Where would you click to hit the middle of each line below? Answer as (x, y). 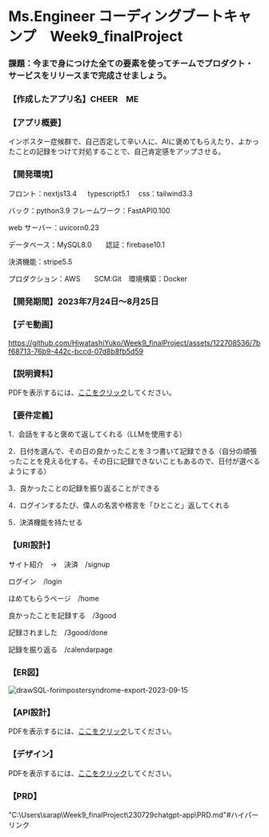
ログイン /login (35, 581)
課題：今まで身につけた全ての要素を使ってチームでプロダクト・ (131, 63)
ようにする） (30, 471)
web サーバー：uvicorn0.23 (54, 227)
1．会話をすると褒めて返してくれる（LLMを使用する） (97, 435)
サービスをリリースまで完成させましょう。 (88, 75)
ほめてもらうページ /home (54, 598)
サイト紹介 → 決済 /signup (59, 564)
